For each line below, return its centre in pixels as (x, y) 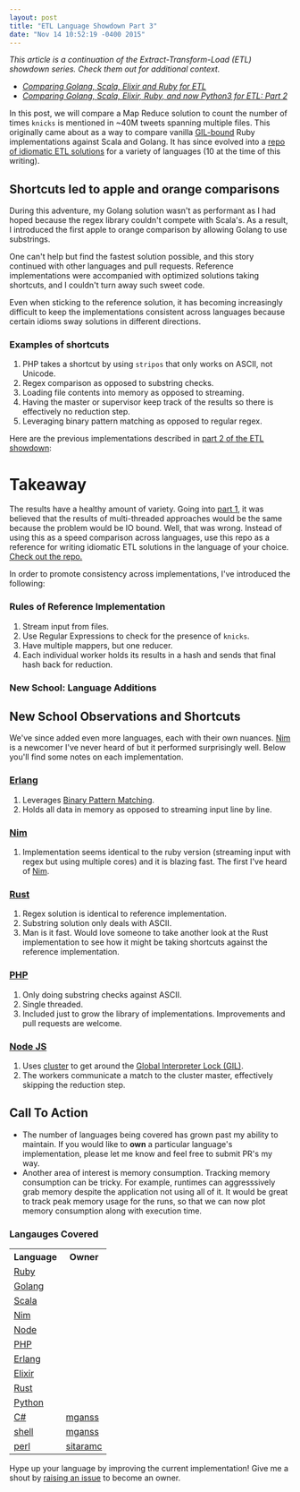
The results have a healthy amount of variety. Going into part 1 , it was (137, 509)
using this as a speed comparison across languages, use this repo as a (140, 537)
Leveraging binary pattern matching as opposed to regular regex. (142, 421)
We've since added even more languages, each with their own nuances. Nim (150, 738)
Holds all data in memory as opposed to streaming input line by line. (147, 809)
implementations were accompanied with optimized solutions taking (134, 276)
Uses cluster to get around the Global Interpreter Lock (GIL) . (133, 1066)
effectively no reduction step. (76, 412)
